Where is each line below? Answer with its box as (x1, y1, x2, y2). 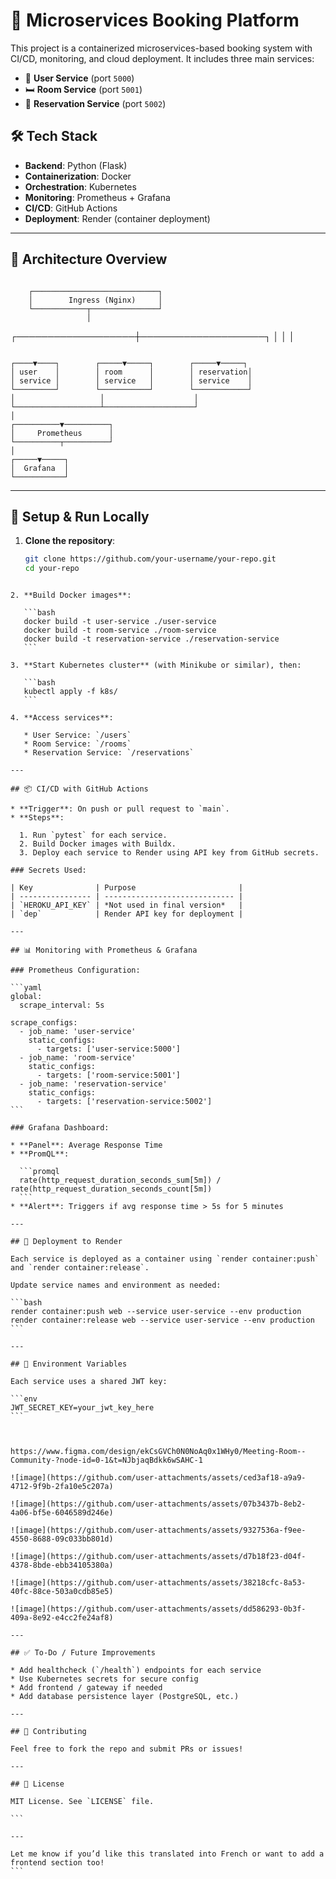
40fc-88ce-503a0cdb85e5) (10, 1587, 114, 1597)
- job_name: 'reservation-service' (19, 1079, 168, 1089)
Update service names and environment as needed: (10, 1280, 222, 1291)
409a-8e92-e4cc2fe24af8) (10, 1613, 114, 1623)
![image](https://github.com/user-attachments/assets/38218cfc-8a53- (10, 1578, 307, 1588)
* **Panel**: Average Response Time (10, 1140, 163, 1151)
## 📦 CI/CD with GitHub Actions (10, 784, 149, 794)
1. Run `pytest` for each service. (19, 830, 168, 841)
